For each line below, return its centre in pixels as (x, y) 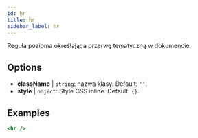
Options (25, 67)
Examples (29, 113)
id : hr (16, 13)
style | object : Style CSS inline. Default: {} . (78, 91)
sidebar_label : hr (33, 26)
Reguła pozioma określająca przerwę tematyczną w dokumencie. (99, 46)
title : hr (21, 20)
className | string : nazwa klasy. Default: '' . (82, 84)
